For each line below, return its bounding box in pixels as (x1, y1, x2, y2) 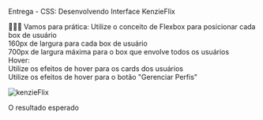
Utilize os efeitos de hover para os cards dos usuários (8, 64, 184, 73)
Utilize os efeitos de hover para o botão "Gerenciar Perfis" (8, 73, 198, 81)
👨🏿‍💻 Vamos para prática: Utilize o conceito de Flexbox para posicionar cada (8, 22, 256, 31)
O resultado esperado (8, 103, 79, 112)
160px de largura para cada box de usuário (8, 39, 148, 48)
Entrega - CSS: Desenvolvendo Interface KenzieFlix (8, 7, 175, 16)
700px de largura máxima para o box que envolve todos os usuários (8, 47, 230, 56)
